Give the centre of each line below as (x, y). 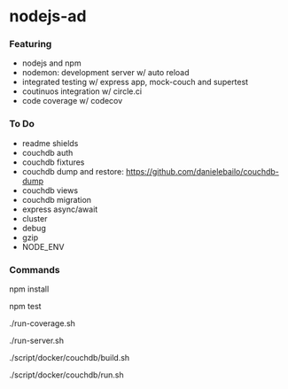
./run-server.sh (37, 341)
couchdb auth (47, 152)
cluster (35, 218)
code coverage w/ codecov (72, 101)
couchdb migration (56, 199)
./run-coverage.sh (42, 323)
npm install (29, 289)
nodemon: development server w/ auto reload (105, 73)
